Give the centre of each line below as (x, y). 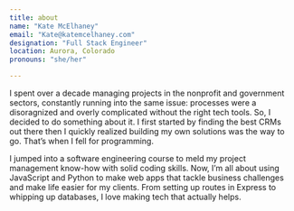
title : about (34, 18)
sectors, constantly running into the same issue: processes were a (133, 103)
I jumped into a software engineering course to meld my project (128, 158)
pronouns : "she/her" (48, 60)
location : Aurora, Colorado (62, 51)
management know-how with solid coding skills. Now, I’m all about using (145, 168)
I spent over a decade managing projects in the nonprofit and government (147, 93)
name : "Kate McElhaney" (54, 26)
